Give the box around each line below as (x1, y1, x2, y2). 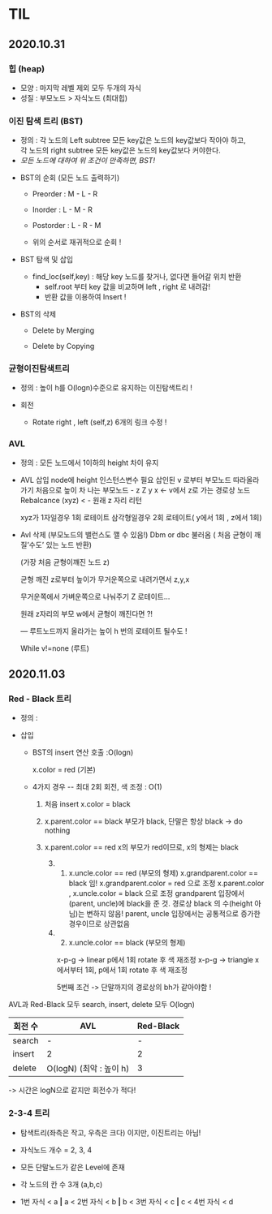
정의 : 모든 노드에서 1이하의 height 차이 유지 (19, 458, 159, 467)
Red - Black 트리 (8, 693, 71, 704)
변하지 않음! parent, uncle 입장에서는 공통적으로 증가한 (86, 909, 261, 919)
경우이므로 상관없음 (68, 919, 130, 929)
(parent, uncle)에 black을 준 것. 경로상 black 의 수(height (68, 898, 253, 909)
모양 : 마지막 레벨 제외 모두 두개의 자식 (19, 83, 142, 93)
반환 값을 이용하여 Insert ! (44, 292, 127, 302)
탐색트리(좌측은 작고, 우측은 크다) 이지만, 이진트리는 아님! (19, 1127, 201, 1137)
